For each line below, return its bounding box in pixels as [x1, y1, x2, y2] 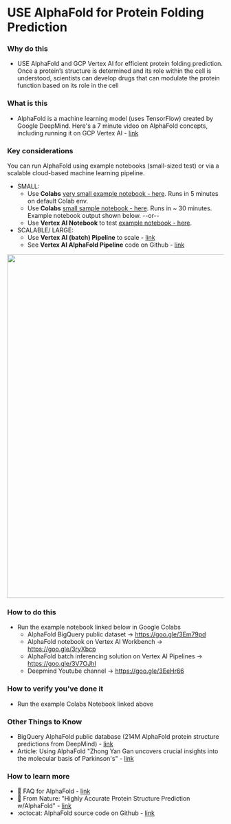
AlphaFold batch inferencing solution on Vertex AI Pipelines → [27, 652, 203, 660]
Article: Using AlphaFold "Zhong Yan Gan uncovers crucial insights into [16, 747, 219, 755]
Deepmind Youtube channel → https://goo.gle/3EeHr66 [27, 667, 184, 675]
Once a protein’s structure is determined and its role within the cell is [16, 67, 212, 75]
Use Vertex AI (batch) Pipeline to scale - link [27, 234, 156, 242]
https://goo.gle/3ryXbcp [27, 645, 96, 654]
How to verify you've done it [7, 684, 104, 693]
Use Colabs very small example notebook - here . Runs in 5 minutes [27, 190, 219, 198]
